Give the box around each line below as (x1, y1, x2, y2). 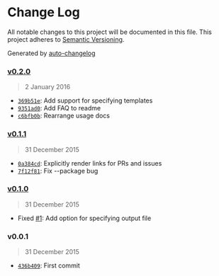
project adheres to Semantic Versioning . (7, 35, 125, 43)
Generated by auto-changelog (7, 49, 96, 57)
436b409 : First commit (17, 261, 80, 270)
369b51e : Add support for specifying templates (17, 96, 153, 105)
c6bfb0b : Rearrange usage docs (17, 111, 111, 120)
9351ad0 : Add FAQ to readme (17, 104, 101, 113)
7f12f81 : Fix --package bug (17, 166, 99, 175)
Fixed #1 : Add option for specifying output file (17, 214, 152, 222)
